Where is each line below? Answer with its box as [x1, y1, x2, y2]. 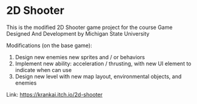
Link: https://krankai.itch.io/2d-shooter [6, 91, 103, 98]
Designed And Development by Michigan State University [6, 30, 150, 37]
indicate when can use [15, 66, 72, 73]
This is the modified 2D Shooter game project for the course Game [6, 24, 173, 31]
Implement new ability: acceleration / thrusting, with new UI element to [15, 60, 192, 67]
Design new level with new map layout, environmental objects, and [15, 73, 182, 80]
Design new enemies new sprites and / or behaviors [15, 53, 145, 60]
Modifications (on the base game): [6, 42, 92, 49]
